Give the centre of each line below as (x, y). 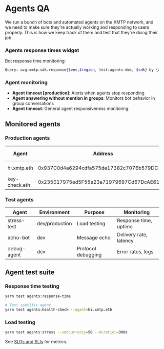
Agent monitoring (26, 83)
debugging (89, 255)
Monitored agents (33, 124)
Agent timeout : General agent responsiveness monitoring (70, 109)
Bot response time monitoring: (35, 61)
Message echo (93, 238)
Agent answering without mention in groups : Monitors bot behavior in (83, 98)
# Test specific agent (28, 305)
